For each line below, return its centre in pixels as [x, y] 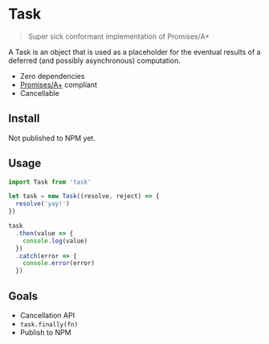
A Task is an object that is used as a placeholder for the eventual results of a [134, 52]
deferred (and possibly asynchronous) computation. [94, 60]
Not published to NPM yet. [52, 138]
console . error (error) [59, 263]
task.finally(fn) [49, 325]
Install [24, 119]
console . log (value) [55, 241]
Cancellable [40, 93]
